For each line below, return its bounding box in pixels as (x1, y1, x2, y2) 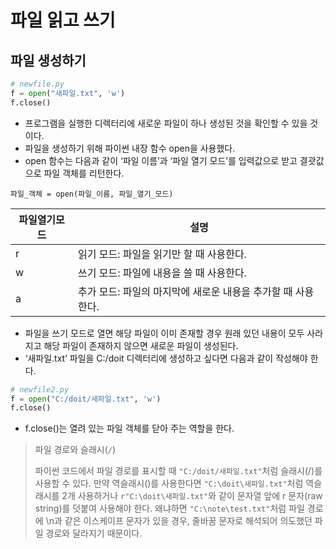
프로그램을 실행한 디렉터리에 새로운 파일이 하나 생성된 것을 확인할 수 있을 (24, 117, 308, 129)
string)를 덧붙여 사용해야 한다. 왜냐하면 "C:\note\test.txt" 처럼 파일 (34, 502, 305, 515)
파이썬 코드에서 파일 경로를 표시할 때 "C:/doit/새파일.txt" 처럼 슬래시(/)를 (34, 465, 323, 477)
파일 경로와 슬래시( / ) (34, 444, 117, 456)
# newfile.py (10, 79, 65, 89)
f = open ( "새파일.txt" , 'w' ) (10, 88, 126, 98)
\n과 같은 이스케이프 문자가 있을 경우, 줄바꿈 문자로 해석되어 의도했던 (45, 515, 313, 527)
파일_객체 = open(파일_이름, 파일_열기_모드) (10, 189, 174, 199)
